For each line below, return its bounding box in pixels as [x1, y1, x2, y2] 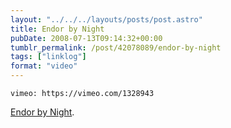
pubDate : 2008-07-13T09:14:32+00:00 [10, 33, 163, 43]
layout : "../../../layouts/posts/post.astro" [10, 14, 203, 25]
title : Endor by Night [10, 24, 105, 34]
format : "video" [10, 61, 78, 71]
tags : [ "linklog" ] [10, 52, 87, 62]
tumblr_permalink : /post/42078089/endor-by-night [10, 42, 222, 53]
